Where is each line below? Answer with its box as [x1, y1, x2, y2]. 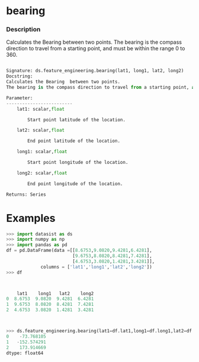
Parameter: [6, 95, 33, 101]
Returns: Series [6, 191, 46, 198]
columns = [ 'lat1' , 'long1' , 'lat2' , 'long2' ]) [40, 264, 152, 270]
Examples [6, 211, 56, 225]
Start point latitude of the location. [27, 117, 126, 122]
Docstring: [6, 73, 33, 79]
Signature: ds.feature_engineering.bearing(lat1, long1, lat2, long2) [6, 68, 184, 74]
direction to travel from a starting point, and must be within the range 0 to [6, 45, 185, 52]
